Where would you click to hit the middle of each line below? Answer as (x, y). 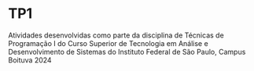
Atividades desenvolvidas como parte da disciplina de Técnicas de (116, 35)
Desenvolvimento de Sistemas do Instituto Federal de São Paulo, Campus (127, 51)
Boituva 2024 (30, 60)
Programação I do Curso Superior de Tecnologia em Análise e (108, 43)
